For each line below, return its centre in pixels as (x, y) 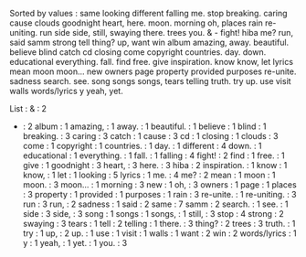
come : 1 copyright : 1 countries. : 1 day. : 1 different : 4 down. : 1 (142, 146)
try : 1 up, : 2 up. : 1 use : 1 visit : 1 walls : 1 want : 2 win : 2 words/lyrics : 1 (159, 233)
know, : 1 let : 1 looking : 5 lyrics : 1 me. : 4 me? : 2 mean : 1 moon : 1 (149, 175)
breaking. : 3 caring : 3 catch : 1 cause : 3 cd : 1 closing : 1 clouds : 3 (150, 136)
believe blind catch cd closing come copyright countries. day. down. (138, 52)
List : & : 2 (28, 108)
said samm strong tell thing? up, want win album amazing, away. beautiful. (149, 42)
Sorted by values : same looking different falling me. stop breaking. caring (148, 13)
